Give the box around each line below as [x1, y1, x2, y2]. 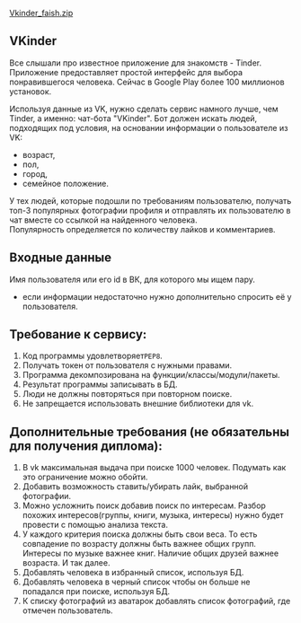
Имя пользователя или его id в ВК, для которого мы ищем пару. [9, 274, 256, 285]
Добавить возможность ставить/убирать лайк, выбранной [22, 481, 249, 492]
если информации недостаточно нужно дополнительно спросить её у [22, 291, 292, 302]
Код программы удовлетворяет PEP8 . [22, 350, 164, 362]
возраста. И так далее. [22, 557, 111, 568]
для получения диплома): [9, 438, 164, 453]
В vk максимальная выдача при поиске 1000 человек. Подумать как [22, 462, 287, 473]
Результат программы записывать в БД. [22, 379, 178, 390]
